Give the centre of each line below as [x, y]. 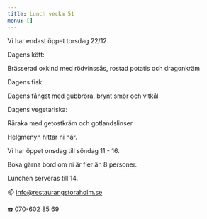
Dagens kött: [26, 55]
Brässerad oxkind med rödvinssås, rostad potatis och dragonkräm [104, 68]
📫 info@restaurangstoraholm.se [55, 192]
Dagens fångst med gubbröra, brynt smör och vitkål [83, 96]
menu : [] [20, 21]
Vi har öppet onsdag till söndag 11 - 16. [63, 150]
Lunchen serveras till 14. [43, 178]
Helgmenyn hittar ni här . [43, 137]
